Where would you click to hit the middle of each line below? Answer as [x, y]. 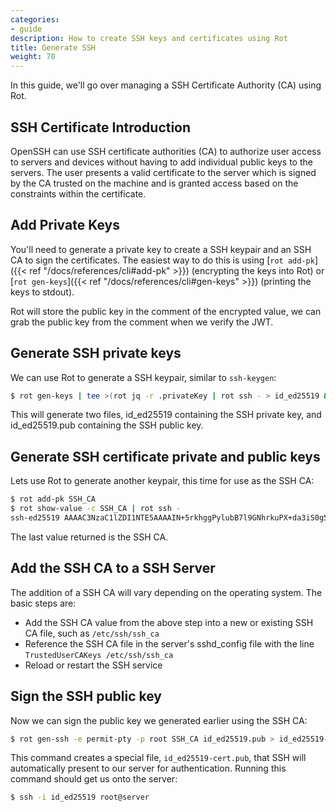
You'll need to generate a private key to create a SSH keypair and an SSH [161, 249]
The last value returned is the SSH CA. [89, 537]
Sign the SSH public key [86, 696]
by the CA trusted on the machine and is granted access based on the [154, 183]
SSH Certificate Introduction [101, 127]
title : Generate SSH [53, 47]
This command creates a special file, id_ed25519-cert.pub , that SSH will [158, 758]
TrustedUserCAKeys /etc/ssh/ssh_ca [99, 655]
